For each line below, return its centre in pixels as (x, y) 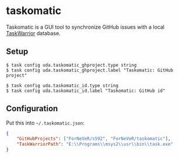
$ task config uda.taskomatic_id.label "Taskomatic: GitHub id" (86, 91)
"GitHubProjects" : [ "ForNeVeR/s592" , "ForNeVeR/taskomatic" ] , (94, 139)
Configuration (32, 109)
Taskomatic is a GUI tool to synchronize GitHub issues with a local (85, 27)
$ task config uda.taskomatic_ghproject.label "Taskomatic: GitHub (90, 70)
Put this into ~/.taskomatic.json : (45, 123)
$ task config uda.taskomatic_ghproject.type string (71, 65)
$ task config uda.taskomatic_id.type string (62, 85)
